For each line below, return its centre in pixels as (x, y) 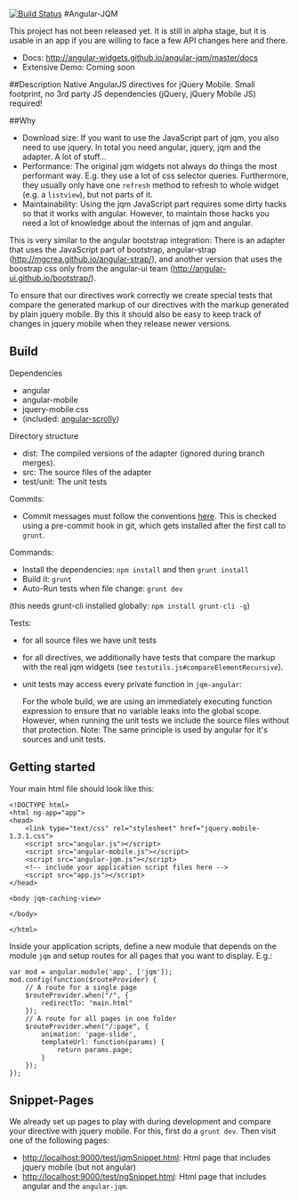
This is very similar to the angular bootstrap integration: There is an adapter (148, 240)
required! (26, 103)
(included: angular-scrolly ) (71, 418)
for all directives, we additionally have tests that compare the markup (149, 657)
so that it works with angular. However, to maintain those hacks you (145, 213)
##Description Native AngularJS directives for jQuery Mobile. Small (132, 84)
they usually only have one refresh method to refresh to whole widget (150, 185)
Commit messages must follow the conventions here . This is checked (149, 515)
